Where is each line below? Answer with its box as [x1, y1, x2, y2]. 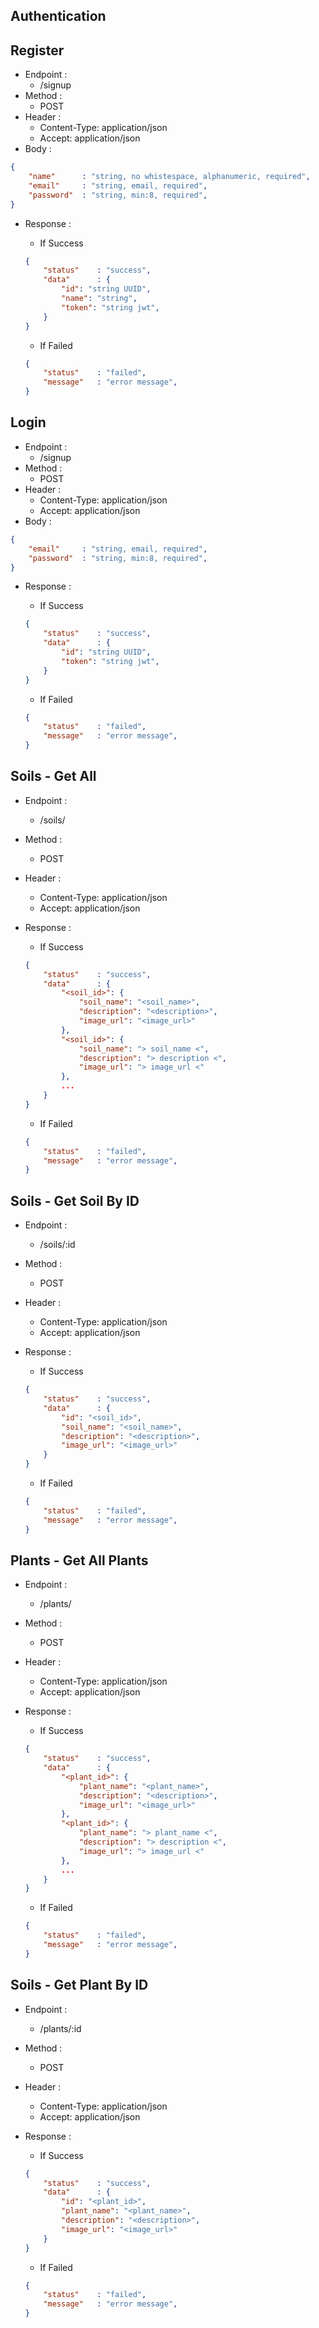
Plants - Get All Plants [10, 1552, 149, 1569]
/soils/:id [39, 1239, 76, 1251]
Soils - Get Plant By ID [10, 1977, 149, 1994]
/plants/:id [39, 2022, 82, 2034]
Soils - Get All [10, 768, 97, 785]
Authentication [10, 8, 107, 25]
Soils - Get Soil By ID [10, 1192, 140, 1209]
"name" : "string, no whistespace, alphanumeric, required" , [28, 172, 311, 182]
